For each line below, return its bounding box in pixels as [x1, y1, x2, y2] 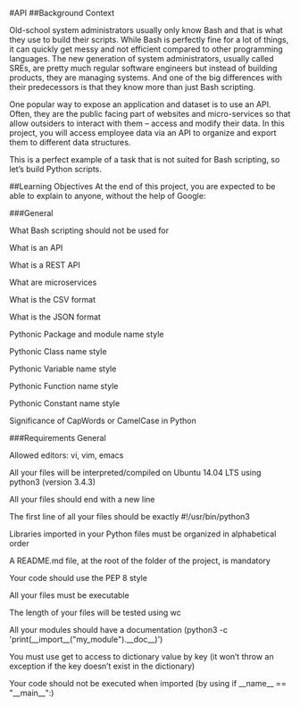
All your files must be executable [9, 590, 129, 601]
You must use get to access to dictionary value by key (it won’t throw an [9, 652, 274, 661]
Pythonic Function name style [9, 381, 119, 391]
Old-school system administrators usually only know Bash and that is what [9, 25, 283, 35]
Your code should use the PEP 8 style [9, 573, 147, 583]
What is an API [9, 243, 63, 253]
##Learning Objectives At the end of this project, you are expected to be [9, 181, 276, 191]
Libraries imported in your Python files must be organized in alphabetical [9, 528, 277, 539]
